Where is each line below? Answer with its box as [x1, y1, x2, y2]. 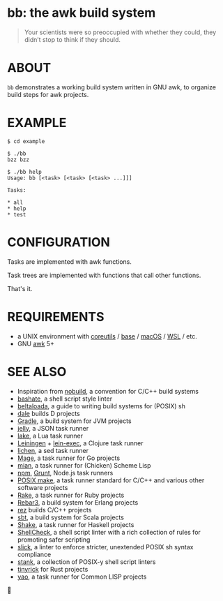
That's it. [7, 284, 33, 292]
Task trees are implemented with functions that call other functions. [7, 271, 201, 279]
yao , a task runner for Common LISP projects [17, 572, 147, 581]
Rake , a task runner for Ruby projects [17, 491, 125, 499]
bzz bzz [7, 156, 30, 163]
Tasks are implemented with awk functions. [7, 257, 132, 266]
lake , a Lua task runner [17, 431, 84, 440]
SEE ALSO [7, 364, 67, 380]
